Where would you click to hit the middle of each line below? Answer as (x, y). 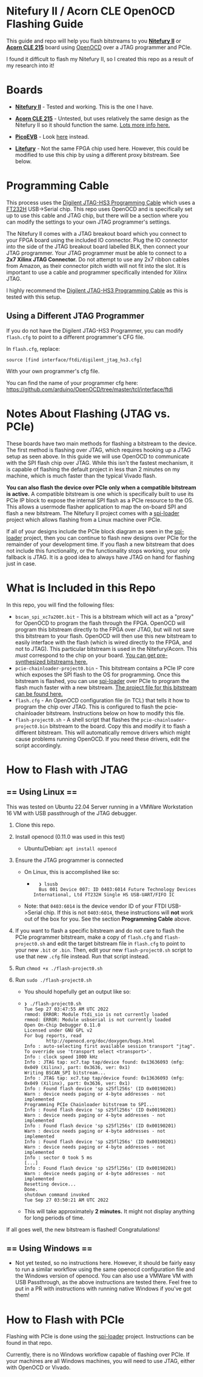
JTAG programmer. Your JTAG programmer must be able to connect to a (96, 253)
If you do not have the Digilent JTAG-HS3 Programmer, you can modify (95, 330)
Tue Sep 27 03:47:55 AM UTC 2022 (66, 1009)
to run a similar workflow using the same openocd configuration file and (105, 1269)
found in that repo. (29, 1343)
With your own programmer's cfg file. (53, 371)
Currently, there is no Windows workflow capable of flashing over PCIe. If (98, 1355)
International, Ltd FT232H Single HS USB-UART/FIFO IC (104, 895)
